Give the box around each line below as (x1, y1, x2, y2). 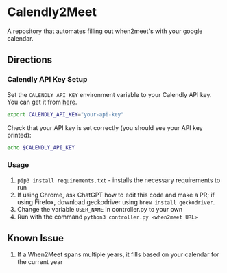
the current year (16, 258, 63, 266)
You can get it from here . (7, 98, 77, 106)
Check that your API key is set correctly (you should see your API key (7, 123, 204, 131)
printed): (7, 131, 32, 139)
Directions (7, 54, 53, 66)
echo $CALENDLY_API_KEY (7, 144, 75, 151)
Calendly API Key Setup (7, 75, 88, 85)
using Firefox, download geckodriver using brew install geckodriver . (16, 197, 215, 206)
